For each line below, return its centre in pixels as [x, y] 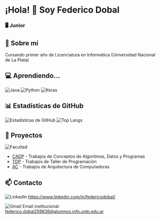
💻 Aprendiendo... [33, 76]
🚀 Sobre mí [22, 43]
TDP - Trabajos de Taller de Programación [54, 162]
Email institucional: [41, 206]
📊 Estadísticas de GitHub [44, 106]
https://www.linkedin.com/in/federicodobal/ [72, 197]
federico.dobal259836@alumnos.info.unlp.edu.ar [54, 212]
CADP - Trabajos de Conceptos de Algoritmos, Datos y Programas [78, 156]
